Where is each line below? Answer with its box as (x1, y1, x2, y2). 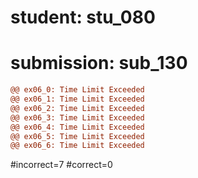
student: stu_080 (10, 6, 156, 29)
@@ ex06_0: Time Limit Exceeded (10, 85, 145, 95)
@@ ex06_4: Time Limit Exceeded (10, 122, 145, 132)
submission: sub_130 (10, 52, 188, 75)
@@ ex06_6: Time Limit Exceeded (10, 141, 145, 151)
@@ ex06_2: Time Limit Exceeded (10, 103, 145, 113)
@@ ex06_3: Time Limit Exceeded (10, 112, 145, 123)
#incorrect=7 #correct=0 (10, 159, 113, 171)
